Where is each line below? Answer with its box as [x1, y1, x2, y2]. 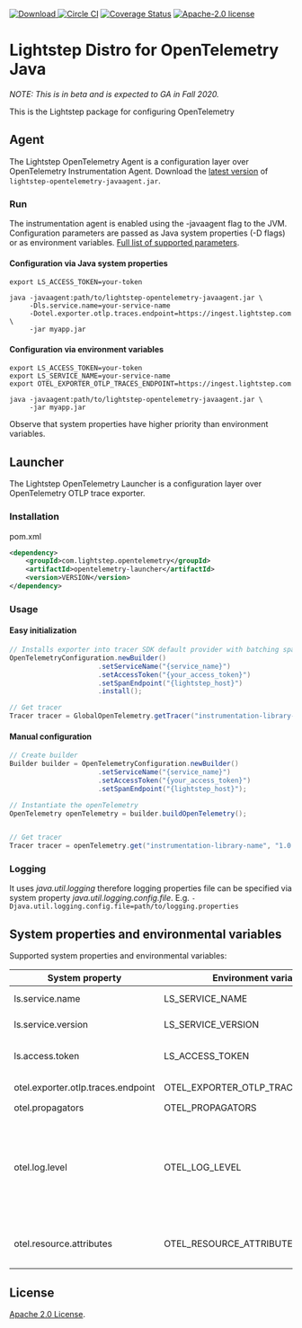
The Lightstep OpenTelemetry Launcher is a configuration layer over [9, 478, 262, 489]
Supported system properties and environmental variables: [9, 950, 227, 961]
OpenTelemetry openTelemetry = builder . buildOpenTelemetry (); [9, 809, 247, 818]
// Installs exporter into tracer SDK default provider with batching [9, 646, 280, 655]
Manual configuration [9, 731, 93, 742]
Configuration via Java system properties [9, 257, 168, 269]
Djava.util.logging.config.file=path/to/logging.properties [9, 902, 240, 912]
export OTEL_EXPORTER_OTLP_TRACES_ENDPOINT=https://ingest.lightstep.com [9, 379, 292, 388]
